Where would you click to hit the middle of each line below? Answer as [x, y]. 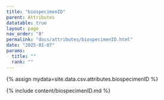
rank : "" [23, 62]
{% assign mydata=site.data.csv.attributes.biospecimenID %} [82, 79]
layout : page [23, 28]
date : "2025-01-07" [31, 46]
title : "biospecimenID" [36, 12]
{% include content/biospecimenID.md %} [59, 90]
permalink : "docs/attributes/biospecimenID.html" [70, 40]
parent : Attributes [31, 17]
